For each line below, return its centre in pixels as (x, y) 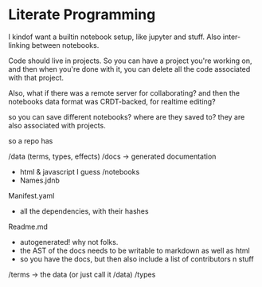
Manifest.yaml (31, 195)
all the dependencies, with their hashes (84, 211)
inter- (232, 37)
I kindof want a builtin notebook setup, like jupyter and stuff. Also (115, 37)
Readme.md (28, 226)
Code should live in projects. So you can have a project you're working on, (130, 61)
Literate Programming (82, 15)
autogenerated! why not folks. (69, 242)
